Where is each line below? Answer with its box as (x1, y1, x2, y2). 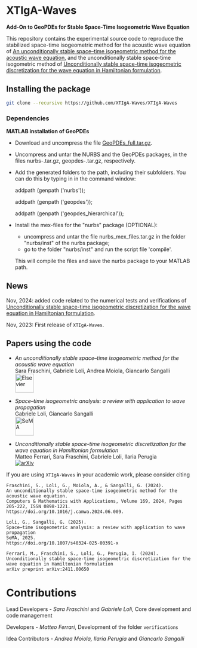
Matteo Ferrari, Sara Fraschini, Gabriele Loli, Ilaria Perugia (14, 453, 157, 460)
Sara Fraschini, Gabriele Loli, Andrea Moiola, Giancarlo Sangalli (14, 367, 170, 374)
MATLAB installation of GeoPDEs (6, 127, 90, 135)
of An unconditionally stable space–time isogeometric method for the (6, 47, 176, 54)
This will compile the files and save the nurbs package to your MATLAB (14, 257, 190, 264)
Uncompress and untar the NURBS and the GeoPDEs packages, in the (14, 151, 187, 158)
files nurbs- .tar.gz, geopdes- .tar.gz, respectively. (14, 157, 136, 164)
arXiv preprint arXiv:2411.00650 (6, 566, 90, 572)
